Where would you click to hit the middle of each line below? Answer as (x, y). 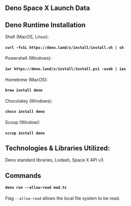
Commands (23, 176)
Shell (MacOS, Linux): (27, 37)
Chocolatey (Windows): (29, 101)
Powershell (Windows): (28, 58)
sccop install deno (25, 133)
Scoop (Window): (23, 123)
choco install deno (25, 112)
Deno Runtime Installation (45, 25)
